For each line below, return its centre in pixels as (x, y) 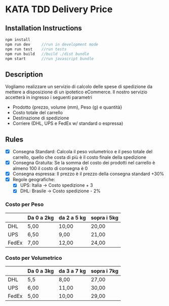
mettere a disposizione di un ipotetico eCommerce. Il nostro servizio (76, 92)
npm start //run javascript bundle (50, 59)
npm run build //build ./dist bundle (47, 54)
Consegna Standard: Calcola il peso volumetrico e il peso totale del (82, 151)
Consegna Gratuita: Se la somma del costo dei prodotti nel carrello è (84, 163)
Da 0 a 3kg (41, 271)
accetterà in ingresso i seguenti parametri (49, 97)
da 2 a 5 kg (72, 218)
